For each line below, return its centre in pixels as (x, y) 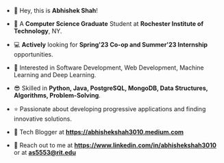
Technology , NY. (38, 31)
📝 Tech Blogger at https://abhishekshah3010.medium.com (98, 132)
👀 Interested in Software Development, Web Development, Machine (109, 68)
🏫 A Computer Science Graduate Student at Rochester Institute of (109, 24)
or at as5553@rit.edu (45, 152)
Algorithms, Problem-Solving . (57, 95)
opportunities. (33, 54)
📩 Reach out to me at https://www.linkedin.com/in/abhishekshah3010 (115, 145)
